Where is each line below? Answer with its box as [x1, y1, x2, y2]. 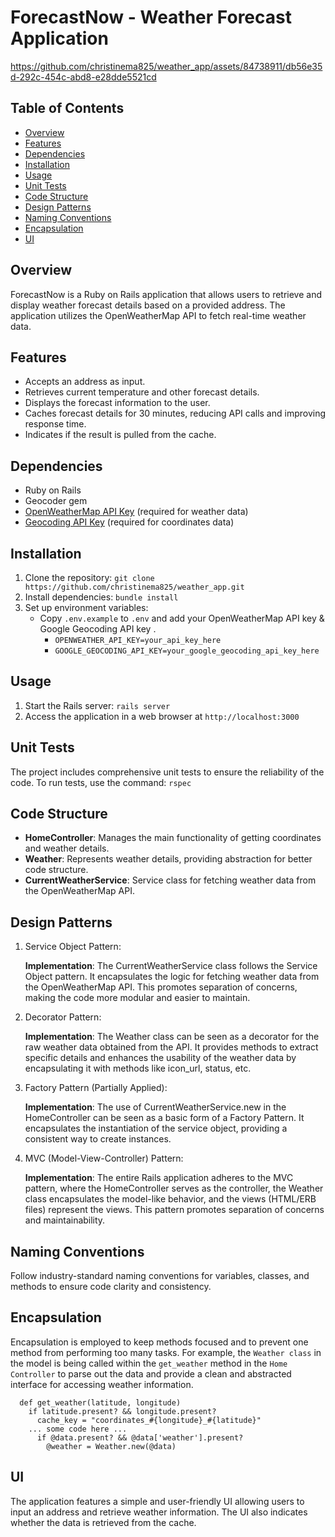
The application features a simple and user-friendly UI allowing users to [10, 1495, 305, 1507]
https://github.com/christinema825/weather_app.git [24, 582, 245, 592]
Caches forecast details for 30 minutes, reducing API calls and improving [24, 407, 327, 420]
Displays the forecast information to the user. [24, 397, 211, 409]
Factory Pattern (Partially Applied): [24, 1082, 168, 1094]
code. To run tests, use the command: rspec [10, 776, 192, 788]
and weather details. [24, 842, 110, 855]
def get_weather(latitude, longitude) [19, 1397, 182, 1408]
